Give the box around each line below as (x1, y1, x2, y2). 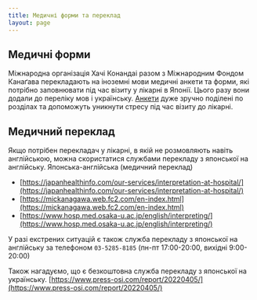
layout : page (8, 19, 51, 27)
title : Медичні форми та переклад (8, 11, 121, 20)
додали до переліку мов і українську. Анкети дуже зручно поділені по (8, 93, 244, 103)
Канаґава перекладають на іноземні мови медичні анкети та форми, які (8, 77, 249, 86)
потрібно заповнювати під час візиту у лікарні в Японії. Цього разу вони (8, 86, 249, 95)
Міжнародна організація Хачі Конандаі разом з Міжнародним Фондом (8, 68, 244, 79)
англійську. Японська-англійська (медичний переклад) (8, 163, 194, 172)
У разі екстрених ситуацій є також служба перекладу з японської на (8, 235, 238, 244)
